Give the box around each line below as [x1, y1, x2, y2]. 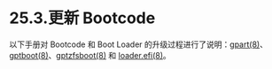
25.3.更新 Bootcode [9, 8, 156, 28]
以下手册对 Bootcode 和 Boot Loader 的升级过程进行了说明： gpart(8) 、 [9, 39, 268, 50]
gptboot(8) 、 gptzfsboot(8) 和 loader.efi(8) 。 [9, 50, 171, 60]
